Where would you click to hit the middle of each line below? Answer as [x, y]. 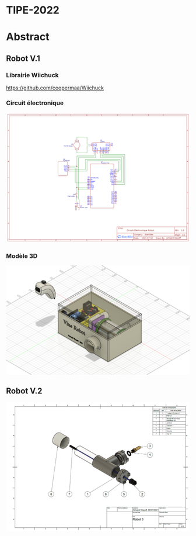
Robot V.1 [23, 58]
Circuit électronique [35, 103]
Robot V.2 [24, 391]
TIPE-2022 [33, 10]
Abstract [28, 37]
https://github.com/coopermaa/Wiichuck [55, 88]
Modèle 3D [22, 256]
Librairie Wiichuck [33, 75]
